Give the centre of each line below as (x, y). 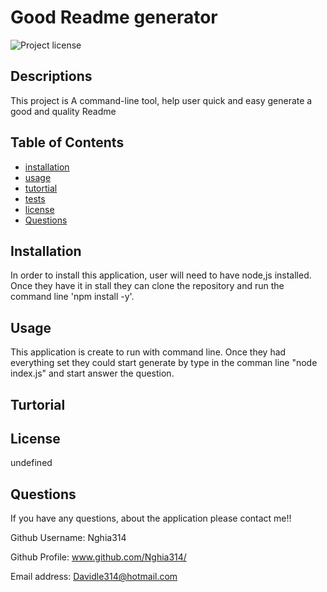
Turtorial (38, 404)
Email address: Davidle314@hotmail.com (94, 577)
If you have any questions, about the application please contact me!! (151, 518)
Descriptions (51, 76)
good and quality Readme (63, 111)
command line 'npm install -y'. (72, 297)
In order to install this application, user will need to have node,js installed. (161, 275)
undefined (31, 463)
